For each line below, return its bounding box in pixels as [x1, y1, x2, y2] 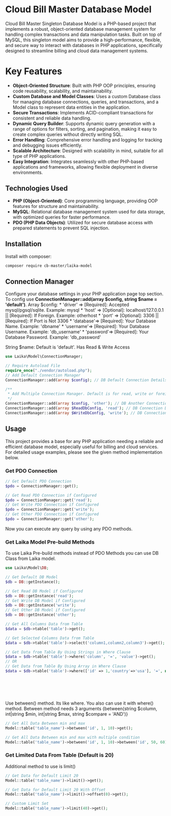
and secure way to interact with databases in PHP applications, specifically [5, 42, 163, 48]
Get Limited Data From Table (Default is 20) [5, 752, 114, 759]
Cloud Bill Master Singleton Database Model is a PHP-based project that [5, 20, 156, 27]
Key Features [5, 65, 63, 77]
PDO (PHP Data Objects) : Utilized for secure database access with [12, 219, 153, 225]
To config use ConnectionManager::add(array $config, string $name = [5, 296, 158, 302]
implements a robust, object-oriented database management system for [5, 26, 156, 32]
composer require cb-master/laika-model [5, 263, 93, 268]
